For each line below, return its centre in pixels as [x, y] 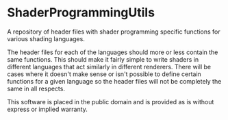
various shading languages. [46, 38]
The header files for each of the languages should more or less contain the [113, 52]
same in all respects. [36, 88]
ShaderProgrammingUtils [81, 13]
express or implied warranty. [47, 109]
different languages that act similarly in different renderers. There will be [109, 67]
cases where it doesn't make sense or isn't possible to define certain [104, 74]
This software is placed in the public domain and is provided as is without [111, 101]
